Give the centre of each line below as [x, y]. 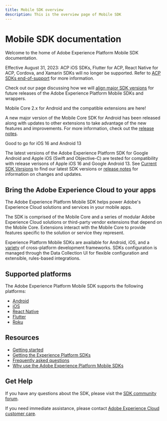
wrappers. [16, 99]
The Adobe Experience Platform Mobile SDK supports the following [74, 286]
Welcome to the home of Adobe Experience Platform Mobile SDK [72, 53]
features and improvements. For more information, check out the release [80, 129]
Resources [22, 338]
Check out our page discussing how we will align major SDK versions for [80, 88]
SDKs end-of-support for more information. [50, 78]
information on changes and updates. [44, 174]
